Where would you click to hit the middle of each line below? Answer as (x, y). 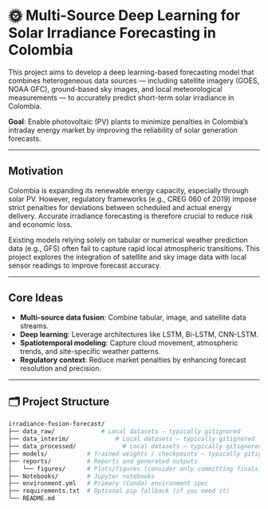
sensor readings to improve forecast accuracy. (85, 265)
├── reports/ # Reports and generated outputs (103, 461)
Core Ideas (36, 298)
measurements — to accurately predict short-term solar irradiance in (121, 97)
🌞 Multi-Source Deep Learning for (124, 16)
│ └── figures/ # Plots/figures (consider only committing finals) (135, 469)
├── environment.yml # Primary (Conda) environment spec (108, 483)
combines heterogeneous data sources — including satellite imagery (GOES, (134, 80)
